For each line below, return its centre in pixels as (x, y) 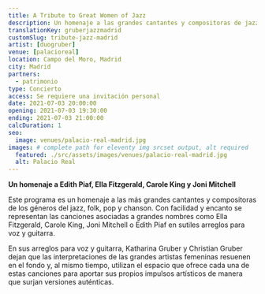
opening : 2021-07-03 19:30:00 (58, 111)
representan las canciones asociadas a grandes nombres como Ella (118, 217)
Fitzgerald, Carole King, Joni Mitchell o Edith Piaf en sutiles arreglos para (127, 225)
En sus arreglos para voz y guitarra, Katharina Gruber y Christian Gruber (125, 248)
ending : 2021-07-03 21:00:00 (56, 118)
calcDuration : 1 (35, 125)
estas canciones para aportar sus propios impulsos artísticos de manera (125, 274)
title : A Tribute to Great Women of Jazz (77, 15)
